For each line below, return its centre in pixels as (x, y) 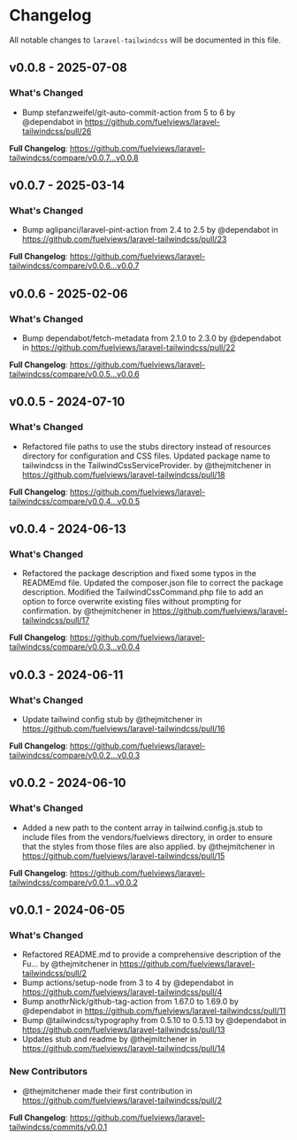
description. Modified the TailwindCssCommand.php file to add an (142, 592)
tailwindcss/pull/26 (57, 131)
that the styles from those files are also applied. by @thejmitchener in (148, 846)
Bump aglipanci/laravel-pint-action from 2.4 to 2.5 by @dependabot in (150, 230)
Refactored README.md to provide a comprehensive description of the (151, 955)
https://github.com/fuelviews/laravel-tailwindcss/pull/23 (124, 239)
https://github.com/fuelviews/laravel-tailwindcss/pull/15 (123, 856)
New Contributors (49, 1072)
